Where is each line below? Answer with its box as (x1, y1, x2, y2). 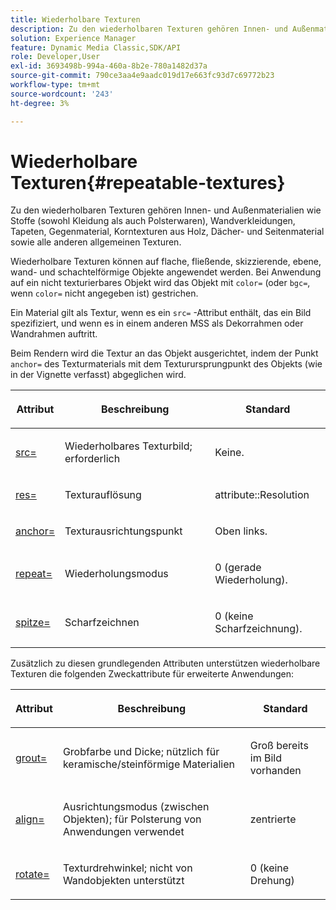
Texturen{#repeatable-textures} (10, 171, 286, 194)
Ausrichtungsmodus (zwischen (62, 800, 210, 814)
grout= (15, 751, 48, 765)
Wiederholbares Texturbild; (64, 439, 193, 453)
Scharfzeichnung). (214, 622, 303, 636)
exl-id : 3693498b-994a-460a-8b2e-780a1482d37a (10, 61, 208, 71)
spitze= (15, 616, 51, 630)
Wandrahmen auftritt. (10, 328, 98, 340)
